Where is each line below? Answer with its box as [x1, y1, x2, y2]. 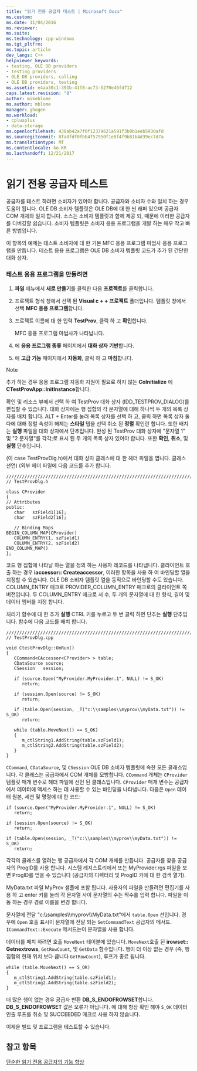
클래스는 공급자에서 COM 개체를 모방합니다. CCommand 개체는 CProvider [24, 771, 188, 778]
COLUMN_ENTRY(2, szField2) [13, 540, 80, 546]
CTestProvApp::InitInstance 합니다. [6, 385, 91, 393]
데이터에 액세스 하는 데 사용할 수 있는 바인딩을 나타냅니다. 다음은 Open [16, 786, 176, 793]
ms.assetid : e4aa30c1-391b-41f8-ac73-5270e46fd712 [6, 85, 133, 91]
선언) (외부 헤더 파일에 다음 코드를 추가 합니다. [6, 461, 111, 469]
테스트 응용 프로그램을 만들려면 [6, 270, 88, 278]
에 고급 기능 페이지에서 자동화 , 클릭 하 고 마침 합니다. [14, 354, 134, 361]
